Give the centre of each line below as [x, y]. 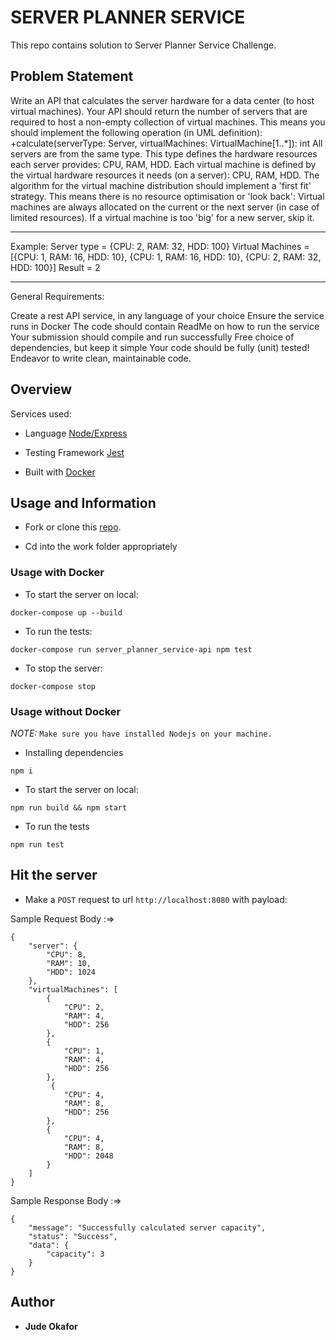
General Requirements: [57, 296]
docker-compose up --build [66, 612]
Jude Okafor [51, 1326]
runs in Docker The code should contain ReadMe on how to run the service [165, 326]
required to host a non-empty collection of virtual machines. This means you [168, 122]
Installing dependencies [74, 752]
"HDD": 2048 [88, 1156]
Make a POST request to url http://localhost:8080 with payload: [156, 899]
